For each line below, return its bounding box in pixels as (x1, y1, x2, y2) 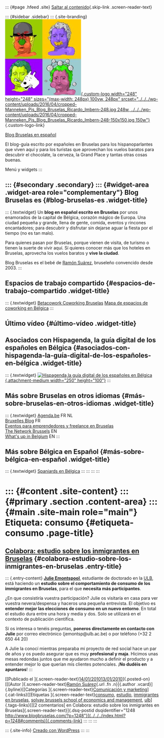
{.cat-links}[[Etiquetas (5, 692, 50, 698)
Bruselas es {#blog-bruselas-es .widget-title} (5, 196, 148, 205)
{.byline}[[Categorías (5, 686, 47, 693)
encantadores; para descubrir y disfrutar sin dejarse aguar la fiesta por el (5, 225, 153, 231)
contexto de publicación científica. (5, 616, 75, 622)
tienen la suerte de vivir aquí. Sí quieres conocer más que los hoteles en (5, 245, 151, 250)
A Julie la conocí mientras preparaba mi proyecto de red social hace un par (5, 646, 157, 651)
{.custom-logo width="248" (81, 91, 137, 96)
